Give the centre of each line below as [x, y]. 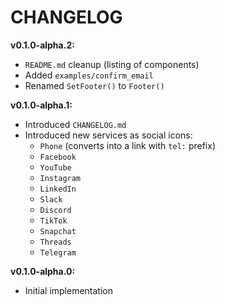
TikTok [53, 221]
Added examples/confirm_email [89, 75]
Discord [55, 210]
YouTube [55, 167]
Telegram [58, 252]
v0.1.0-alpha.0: [43, 271]
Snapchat [58, 231]
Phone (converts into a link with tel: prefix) [127, 145]
